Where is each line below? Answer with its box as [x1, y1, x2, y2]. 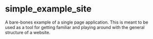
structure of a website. [5, 29, 51, 35]
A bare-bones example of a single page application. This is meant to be [5, 19, 149, 25]
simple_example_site [5, 3, 92, 14]
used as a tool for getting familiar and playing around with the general [5, 24, 145, 30]
